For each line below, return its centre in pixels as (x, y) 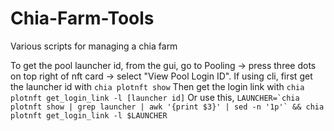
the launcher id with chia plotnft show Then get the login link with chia (157, 86)
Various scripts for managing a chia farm (94, 46)
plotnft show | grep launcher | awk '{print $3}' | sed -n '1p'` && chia (167, 107)
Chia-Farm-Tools (82, 18)
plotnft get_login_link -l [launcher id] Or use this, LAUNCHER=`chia (155, 97)
